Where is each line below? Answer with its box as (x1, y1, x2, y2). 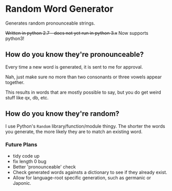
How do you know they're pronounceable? (5, 50, 144, 59)
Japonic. (12, 180, 32, 186)
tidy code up (12, 153, 40, 159)
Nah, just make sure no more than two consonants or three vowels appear (5, 74, 162, 80)
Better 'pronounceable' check (12, 163, 76, 169)
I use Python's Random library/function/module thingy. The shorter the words (5, 123, 165, 129)
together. (5, 79, 25, 85)
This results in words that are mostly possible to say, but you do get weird (5, 89, 161, 95)
